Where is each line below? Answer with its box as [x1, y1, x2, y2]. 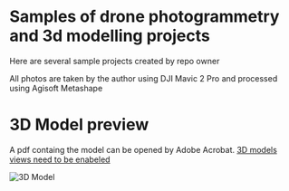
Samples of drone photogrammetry [9, 6, 280, 27]
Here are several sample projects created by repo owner [9, 55, 220, 66]
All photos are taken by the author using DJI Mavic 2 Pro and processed [9, 72, 278, 83]
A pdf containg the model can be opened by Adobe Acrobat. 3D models [9, 144, 278, 155]
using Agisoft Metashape [9, 82, 103, 93]
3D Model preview [9, 115, 149, 135]
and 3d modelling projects [9, 25, 210, 46]
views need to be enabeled [9, 154, 111, 165]
